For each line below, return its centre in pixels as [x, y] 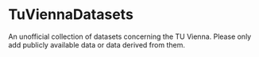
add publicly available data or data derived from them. [97, 44]
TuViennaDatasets [71, 15]
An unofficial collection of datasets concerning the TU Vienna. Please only [130, 36]
